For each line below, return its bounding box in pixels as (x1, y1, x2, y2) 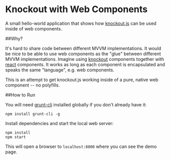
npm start (5, 134, 26, 140)
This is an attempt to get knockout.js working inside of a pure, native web (5, 76, 159, 83)
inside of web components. (5, 25, 62, 31)
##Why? (5, 35, 23, 42)
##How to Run (5, 92, 36, 98)
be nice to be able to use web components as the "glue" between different (5, 51, 161, 57)
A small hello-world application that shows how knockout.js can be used (5, 20, 156, 26)
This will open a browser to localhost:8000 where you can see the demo (5, 143, 157, 149)
